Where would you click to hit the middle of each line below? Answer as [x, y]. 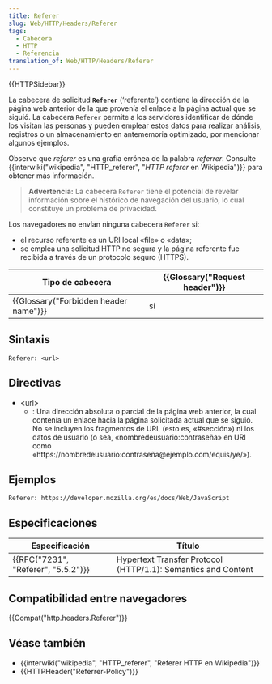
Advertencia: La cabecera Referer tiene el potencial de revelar [133, 191]
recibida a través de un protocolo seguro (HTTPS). [104, 257]
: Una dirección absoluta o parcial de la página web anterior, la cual [144, 411]
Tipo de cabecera [76, 282]
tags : [17, 31]
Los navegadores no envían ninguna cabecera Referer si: [104, 224]
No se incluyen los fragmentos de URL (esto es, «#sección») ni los [143, 428]
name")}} [30, 311]
